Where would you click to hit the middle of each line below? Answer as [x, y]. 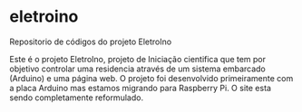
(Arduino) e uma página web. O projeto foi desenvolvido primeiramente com [151, 78]
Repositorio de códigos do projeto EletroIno [91, 42]
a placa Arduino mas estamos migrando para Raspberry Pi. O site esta [141, 88]
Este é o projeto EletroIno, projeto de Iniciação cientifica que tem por [137, 59]
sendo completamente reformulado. [76, 98]
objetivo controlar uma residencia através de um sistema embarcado [137, 69]
